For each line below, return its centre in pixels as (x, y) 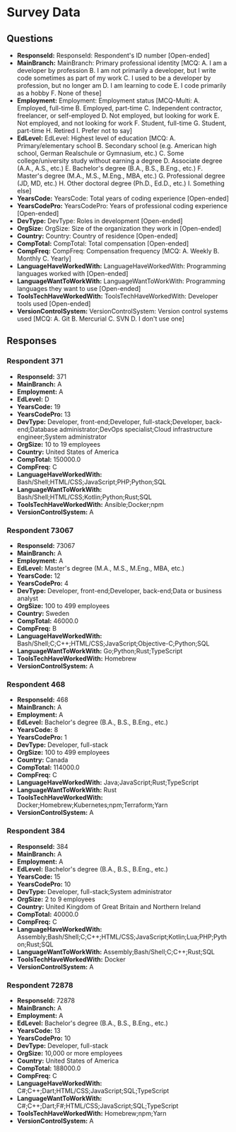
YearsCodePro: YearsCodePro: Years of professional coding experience (122, 206)
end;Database (37, 429)
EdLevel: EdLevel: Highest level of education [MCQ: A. (96, 138)
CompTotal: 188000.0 (49, 1068)
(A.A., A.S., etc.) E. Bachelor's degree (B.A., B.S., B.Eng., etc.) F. (110, 168)
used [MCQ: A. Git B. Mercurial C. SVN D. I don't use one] (100, 319)
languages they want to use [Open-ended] (79, 288)
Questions (30, 39)
